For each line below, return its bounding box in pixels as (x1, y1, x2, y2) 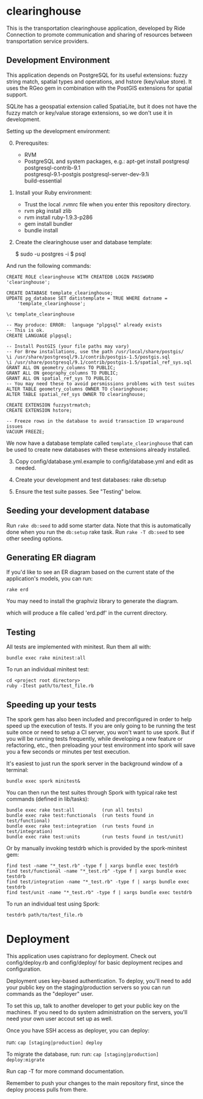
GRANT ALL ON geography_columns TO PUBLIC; (6, 370, 119, 376)
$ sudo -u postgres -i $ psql (15, 250, 87, 258)
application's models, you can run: (6, 575, 93, 582)
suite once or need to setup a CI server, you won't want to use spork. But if (6, 729, 195, 736)
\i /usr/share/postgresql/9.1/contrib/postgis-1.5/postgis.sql (6, 354, 171, 360)
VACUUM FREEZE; (6, 428, 45, 434)
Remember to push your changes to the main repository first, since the (6, 1079, 184, 1087)
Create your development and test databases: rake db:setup (15, 476, 166, 483)
